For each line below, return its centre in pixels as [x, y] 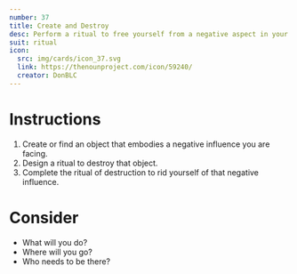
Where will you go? [57, 252]
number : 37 [29, 17]
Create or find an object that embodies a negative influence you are [146, 144]
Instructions [55, 119]
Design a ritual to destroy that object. [90, 163]
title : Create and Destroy [59, 26]
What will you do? [55, 242]
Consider [44, 218]
